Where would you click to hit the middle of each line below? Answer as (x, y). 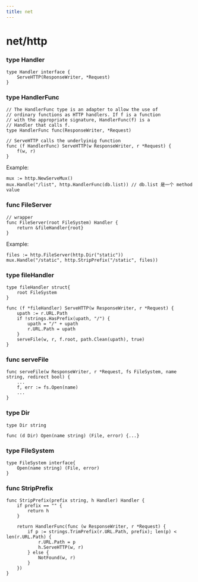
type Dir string (26, 425)
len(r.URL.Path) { (29, 537)
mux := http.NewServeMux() (40, 179)
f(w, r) (26, 151)
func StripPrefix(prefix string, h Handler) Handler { (76, 500)
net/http (27, 41)
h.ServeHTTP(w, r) (61, 547)
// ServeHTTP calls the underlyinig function (63, 141)
